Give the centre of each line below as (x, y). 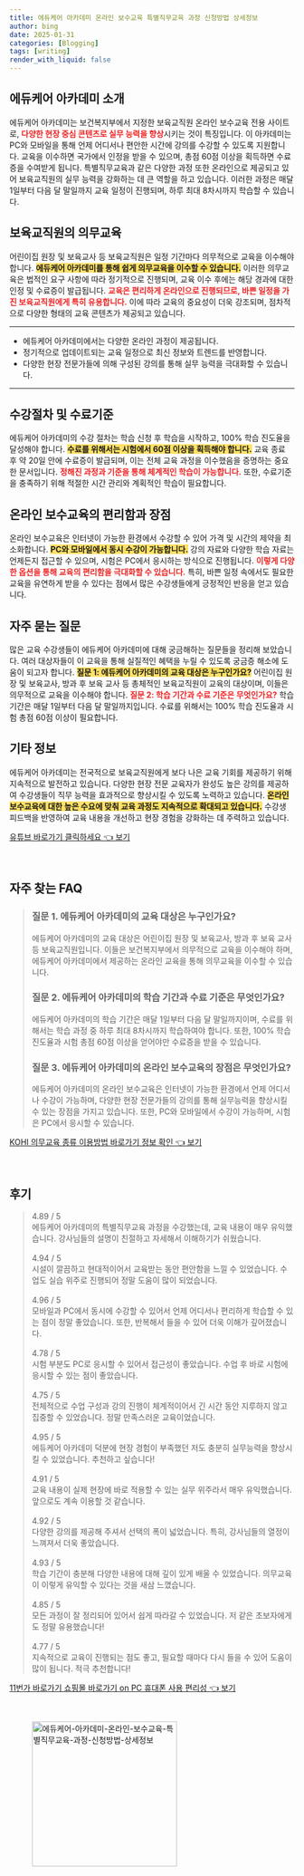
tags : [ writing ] (40, 52)
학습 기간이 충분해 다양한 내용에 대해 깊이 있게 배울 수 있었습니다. (146, 1573)
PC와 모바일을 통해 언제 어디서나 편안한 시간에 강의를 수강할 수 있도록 (132, 145)
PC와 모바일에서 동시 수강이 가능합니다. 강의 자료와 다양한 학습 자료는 (172, 550)
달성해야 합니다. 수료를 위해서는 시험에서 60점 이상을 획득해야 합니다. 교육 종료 (147, 449)
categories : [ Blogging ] (54, 43)
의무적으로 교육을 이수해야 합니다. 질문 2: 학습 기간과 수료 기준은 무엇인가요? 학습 (152, 695)
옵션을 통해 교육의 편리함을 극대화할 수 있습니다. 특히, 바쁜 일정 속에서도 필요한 (156, 572)
